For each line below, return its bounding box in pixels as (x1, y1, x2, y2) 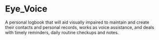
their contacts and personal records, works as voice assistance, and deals (5, 24, 155, 30)
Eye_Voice (5, 3, 48, 14)
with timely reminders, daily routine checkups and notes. (5, 29, 119, 35)
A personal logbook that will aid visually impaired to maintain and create (5, 19, 150, 25)
